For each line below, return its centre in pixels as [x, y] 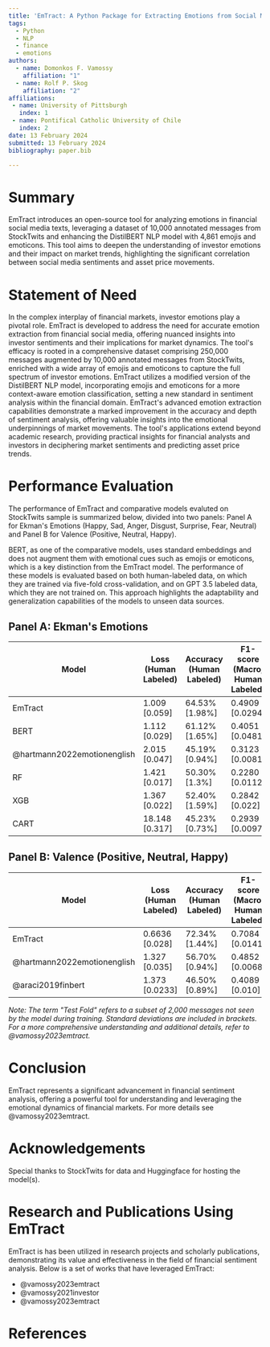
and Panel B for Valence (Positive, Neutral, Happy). [92, 534]
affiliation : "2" [52, 91]
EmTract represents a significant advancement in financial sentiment [122, 1090]
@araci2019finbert [49, 985]
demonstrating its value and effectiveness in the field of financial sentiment [133, 1259]
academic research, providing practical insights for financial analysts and [129, 437]
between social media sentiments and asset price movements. [112, 262]
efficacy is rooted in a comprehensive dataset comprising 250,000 [119, 352]
